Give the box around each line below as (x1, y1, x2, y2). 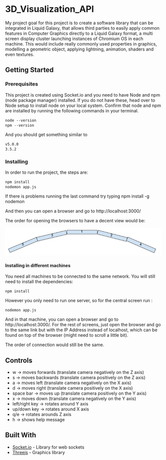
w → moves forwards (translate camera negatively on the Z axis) (12, 369, 145, 375)
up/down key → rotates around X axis (12, 406, 89, 412)
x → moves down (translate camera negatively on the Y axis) (12, 395, 136, 402)
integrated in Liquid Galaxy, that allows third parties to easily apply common (5, 25, 160, 31)
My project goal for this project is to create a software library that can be (5, 20, 154, 26)
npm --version (5, 123, 35, 128)
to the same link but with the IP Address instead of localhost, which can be (5, 327, 158, 333)
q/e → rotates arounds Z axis (12, 411, 72, 417)
